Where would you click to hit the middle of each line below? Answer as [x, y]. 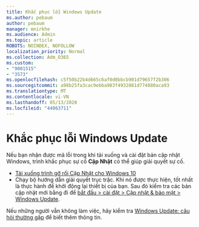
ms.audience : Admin [31, 35]
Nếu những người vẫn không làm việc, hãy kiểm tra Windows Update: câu [98, 211]
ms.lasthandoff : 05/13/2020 [42, 102]
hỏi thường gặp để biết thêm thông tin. [54, 217]
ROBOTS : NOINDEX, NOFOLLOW [40, 46]
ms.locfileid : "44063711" [39, 108]
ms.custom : [20, 63]
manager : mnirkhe [28, 29]
